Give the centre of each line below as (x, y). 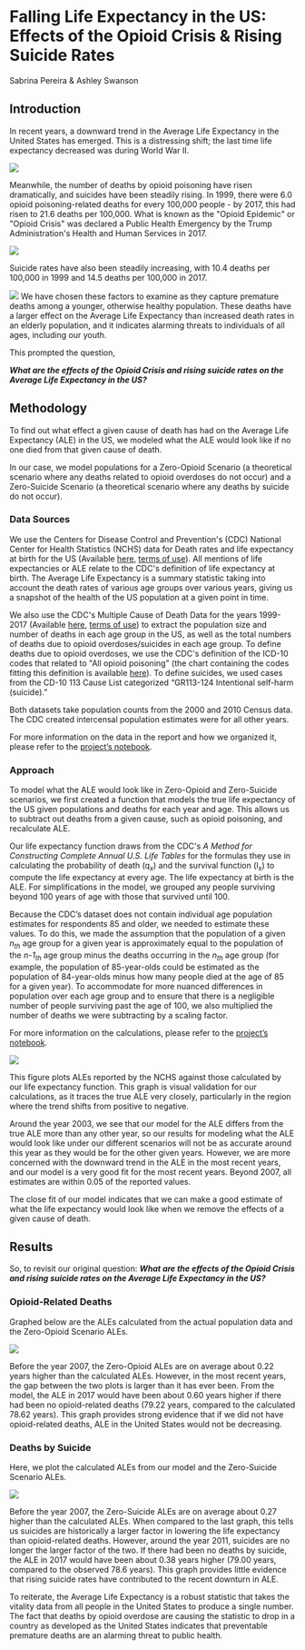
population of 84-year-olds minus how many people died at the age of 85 (147, 976)
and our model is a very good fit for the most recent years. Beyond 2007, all (151, 1172)
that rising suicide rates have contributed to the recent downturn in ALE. (144, 1579)
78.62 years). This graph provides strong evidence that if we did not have (147, 1414)
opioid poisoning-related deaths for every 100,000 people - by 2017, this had (152, 204)
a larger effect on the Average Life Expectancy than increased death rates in (152, 315)
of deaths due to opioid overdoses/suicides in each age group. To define (145, 643)
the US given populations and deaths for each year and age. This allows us (150, 810)
